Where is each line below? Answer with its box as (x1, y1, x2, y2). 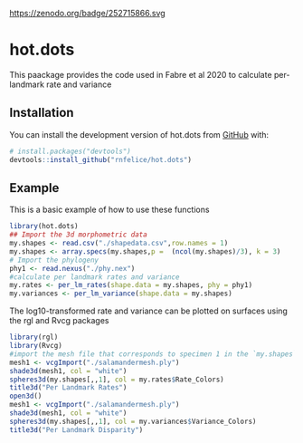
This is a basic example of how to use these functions (9, 204, 210, 216)
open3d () (9, 391, 43, 401)
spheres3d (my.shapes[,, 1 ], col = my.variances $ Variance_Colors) (9, 417, 257, 426)
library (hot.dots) (9, 222, 79, 231)
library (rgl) (9, 332, 59, 342)
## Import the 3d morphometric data (9, 230, 147, 239)
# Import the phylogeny (9, 255, 99, 265)
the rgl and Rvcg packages (9, 315, 109, 326)
